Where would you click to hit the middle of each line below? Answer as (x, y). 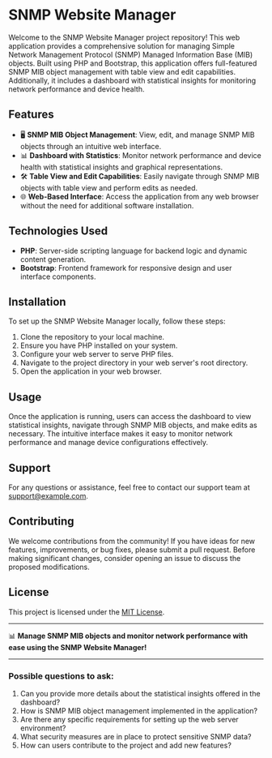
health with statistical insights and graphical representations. (121, 167)
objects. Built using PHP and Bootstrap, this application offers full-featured (133, 63)
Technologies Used (58, 231)
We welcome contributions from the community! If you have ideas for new (132, 541)
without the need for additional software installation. (107, 205)
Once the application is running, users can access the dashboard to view (130, 417)
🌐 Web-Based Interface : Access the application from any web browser (139, 196)
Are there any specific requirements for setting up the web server (129, 719)
